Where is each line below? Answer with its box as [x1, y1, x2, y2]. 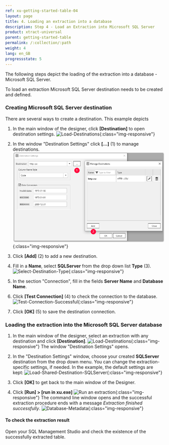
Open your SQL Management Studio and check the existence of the [5, 428, 146, 434]
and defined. [5, 91, 32, 97]
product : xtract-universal [5, 29, 62, 35]
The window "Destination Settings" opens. [40, 344, 130, 350]
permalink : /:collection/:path [5, 41, 71, 46]
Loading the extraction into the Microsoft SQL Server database [5, 321, 162, 328]
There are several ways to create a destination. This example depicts [5, 116, 149, 122]
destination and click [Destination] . [12, 338, 87, 345]
